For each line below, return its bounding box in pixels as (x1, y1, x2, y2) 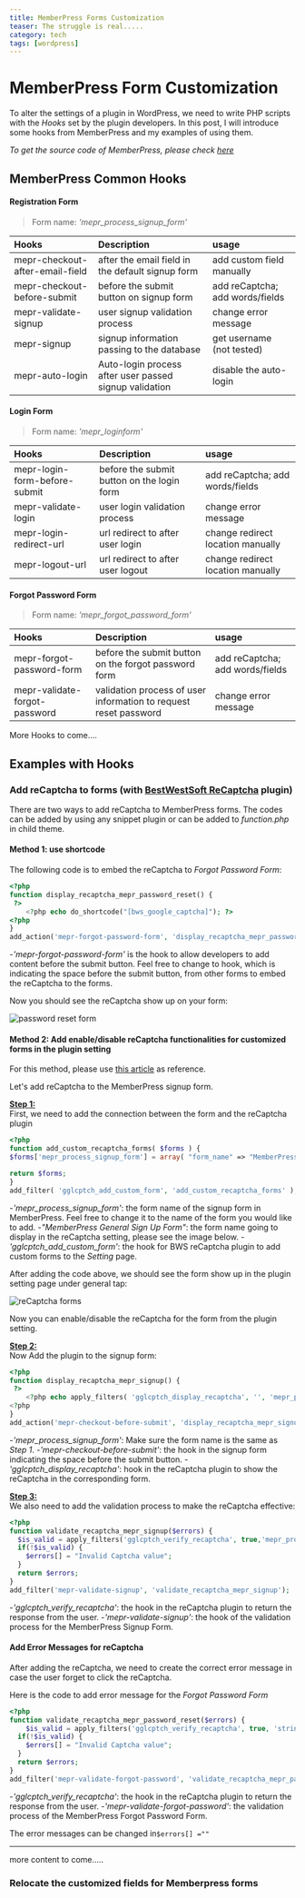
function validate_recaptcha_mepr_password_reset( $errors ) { (9, 1715, 246, 1725)
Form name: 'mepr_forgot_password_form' (31, 609, 192, 620)
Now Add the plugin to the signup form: (9, 1349, 157, 1360)
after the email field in (98, 253, 191, 266)
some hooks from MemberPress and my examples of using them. (9, 127, 254, 138)
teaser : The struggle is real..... (9, 22, 144, 31)
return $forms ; (9, 1169, 67, 1179)
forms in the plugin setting (9, 1043, 112, 1054)
